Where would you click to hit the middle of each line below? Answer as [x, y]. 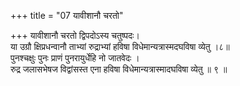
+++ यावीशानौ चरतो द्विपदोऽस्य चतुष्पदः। [75, 35]
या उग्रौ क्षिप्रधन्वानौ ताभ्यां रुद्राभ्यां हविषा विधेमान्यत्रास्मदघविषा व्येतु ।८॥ [120, 46]
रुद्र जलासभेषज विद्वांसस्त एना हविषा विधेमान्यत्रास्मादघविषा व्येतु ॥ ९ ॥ [119, 69]
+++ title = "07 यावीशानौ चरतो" [67, 15]
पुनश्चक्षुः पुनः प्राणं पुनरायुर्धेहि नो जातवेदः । [75, 58]
